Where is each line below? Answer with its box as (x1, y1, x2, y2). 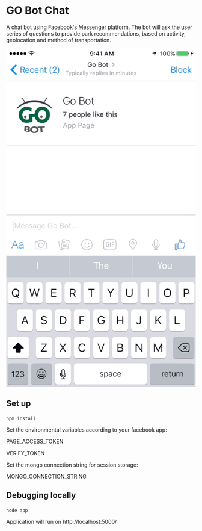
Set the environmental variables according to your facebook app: (6, 426, 167, 433)
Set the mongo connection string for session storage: (6, 461, 138, 468)
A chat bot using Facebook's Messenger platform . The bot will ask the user (6, 23, 192, 31)
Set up (6, 399, 31, 409)
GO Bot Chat (6, 4, 69, 17)
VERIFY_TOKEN (6, 449, 45, 456)
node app (6, 507, 28, 514)
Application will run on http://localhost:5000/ (6, 518, 117, 525)
